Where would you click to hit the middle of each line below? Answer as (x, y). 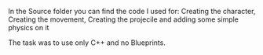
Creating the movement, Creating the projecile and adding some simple (124, 19)
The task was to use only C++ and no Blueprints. (87, 43)
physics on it (29, 27)
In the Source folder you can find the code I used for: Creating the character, (132, 11)
